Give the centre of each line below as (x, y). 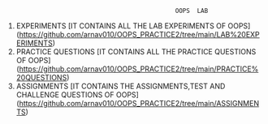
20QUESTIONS (41, 77)
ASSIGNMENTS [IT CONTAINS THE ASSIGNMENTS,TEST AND (121, 86)
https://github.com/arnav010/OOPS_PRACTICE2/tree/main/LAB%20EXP (139, 34)
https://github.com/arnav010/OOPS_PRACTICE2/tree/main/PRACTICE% (139, 69)
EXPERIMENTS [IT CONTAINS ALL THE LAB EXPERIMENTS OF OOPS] (133, 26)
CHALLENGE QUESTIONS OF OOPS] (78, 95)
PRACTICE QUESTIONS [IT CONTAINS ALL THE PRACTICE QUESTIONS (136, 51)
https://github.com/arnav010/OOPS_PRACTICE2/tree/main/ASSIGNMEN (139, 103)
